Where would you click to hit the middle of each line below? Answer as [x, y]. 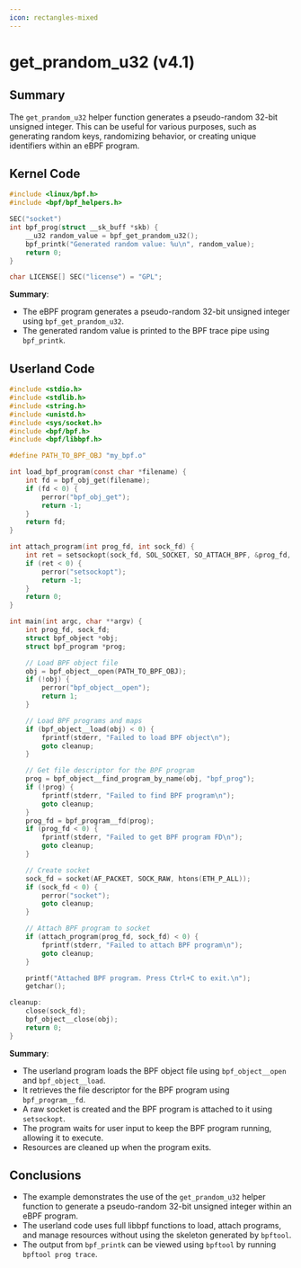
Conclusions [45, 1176]
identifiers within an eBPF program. [75, 146]
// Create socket [58, 870]
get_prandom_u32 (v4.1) [102, 62]
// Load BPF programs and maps [84, 720]
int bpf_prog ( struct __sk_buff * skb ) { [84, 228]
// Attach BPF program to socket [88, 929]
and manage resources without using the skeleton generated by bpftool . [157, 1235]
